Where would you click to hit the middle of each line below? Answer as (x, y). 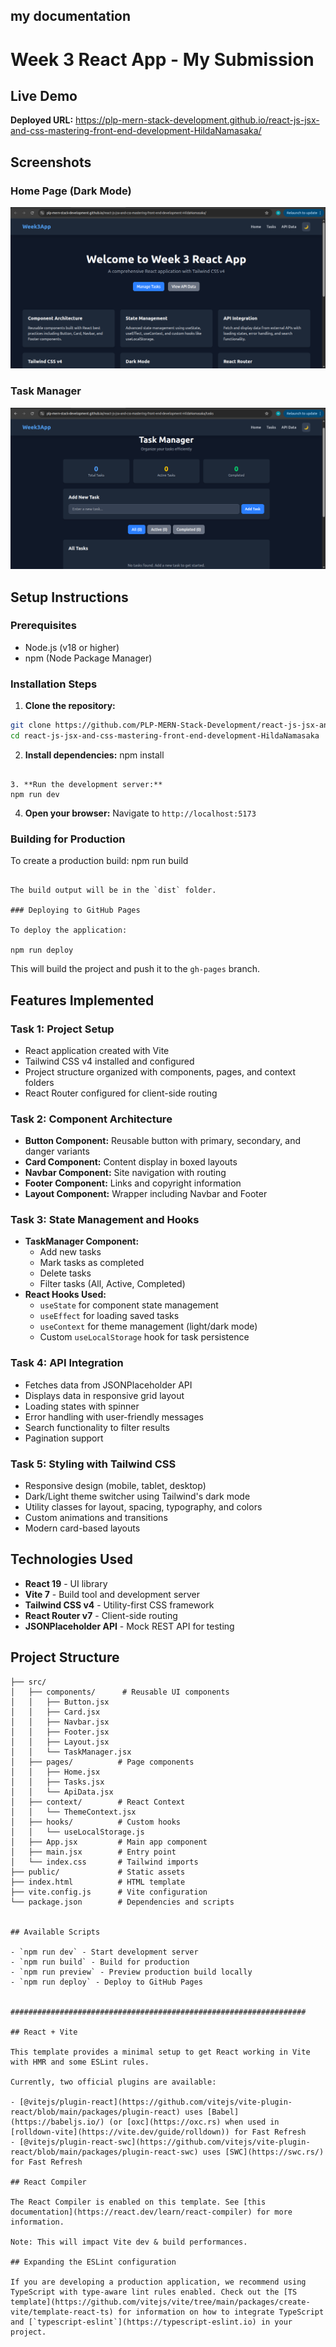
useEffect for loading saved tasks (109, 1316)
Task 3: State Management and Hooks (105, 1220)
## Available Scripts (55, 1932)
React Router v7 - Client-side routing (101, 1615)
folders (39, 1082)
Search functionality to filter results (97, 1427)
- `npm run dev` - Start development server (104, 1952)
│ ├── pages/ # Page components (102, 1762)
